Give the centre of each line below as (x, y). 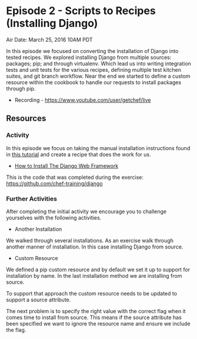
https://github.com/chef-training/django (54, 183)
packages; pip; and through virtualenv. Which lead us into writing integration (98, 64)
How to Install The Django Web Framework (66, 165)
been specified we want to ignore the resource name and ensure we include (98, 323)
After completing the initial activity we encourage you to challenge (86, 211)
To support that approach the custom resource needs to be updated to (92, 293)
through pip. (21, 88)
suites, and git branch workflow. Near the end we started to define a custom (98, 76)
